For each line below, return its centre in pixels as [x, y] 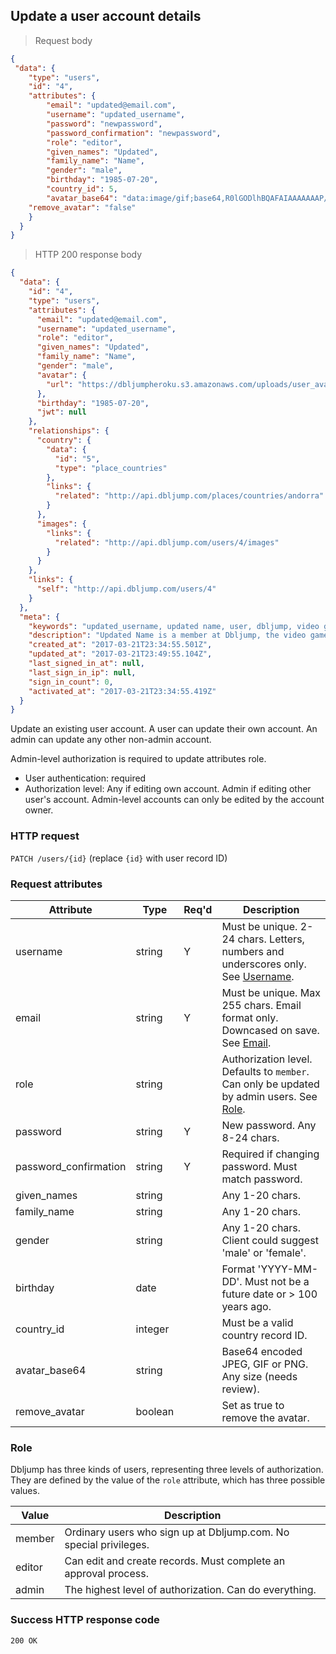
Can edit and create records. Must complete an [175, 1561]
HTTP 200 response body [88, 255]
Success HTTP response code [85, 1620]
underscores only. [264, 964]
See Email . [246, 1042]
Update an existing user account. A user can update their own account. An [164, 729]
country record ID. [264, 1335]
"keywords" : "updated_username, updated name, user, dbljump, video [174, 626]
